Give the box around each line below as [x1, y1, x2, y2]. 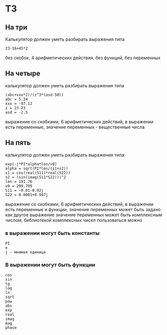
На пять [5, 138, 31, 147]
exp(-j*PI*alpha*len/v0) [5, 161, 57, 166]
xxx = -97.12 [5, 101, 33, 106]
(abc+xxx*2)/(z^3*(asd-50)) [5, 92, 64, 97]
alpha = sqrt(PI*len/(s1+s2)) [5, 166, 69, 171]
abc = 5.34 [5, 96, 28, 102]
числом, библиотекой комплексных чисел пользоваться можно [5, 217, 143, 223]
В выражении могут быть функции [5, 261, 95, 268]
